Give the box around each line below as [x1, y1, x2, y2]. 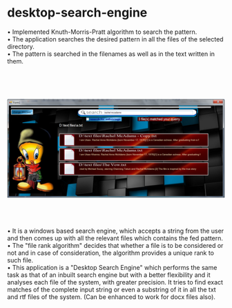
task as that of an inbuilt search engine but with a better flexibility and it [7, 271, 211, 279]
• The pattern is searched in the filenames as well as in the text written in [7, 50, 215, 58]
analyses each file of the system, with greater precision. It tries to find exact [7, 278, 223, 287]
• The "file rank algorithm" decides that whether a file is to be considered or [7, 242, 224, 250]
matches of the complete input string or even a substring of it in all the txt [7, 285, 216, 294]
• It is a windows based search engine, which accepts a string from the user [7, 227, 224, 235]
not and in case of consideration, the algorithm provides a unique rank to [7, 249, 214, 257]
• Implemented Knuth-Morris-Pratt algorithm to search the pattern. [7, 28, 197, 36]
